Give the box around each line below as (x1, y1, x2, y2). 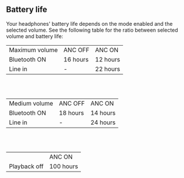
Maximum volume (9, 46, 58, 54)
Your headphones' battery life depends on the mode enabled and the (6, 20, 173, 27)
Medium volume (9, 99, 54, 107)
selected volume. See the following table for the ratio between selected (6, 26, 179, 33)
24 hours (90, 118, 116, 126)
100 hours (49, 162, 79, 170)
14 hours (90, 108, 116, 117)
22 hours (95, 64, 121, 73)
